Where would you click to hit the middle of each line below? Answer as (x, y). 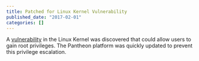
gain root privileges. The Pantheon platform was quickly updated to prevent (99, 46)
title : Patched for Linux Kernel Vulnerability (67, 12)
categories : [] (25, 23)
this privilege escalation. (36, 52)
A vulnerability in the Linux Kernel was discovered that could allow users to (99, 40)
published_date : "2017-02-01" (44, 17)
